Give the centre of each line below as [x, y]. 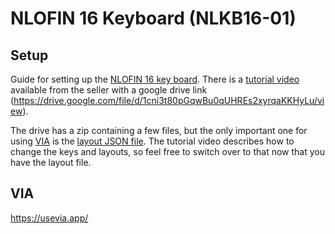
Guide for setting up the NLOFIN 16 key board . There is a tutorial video [155, 79]
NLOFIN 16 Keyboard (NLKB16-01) [153, 18]
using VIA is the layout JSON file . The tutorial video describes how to [152, 141]
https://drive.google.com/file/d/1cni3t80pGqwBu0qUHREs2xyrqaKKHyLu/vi [169, 100]
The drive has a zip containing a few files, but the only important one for [159, 130]
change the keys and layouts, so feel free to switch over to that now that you [167, 151]
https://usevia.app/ [49, 218]
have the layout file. [51, 162]
